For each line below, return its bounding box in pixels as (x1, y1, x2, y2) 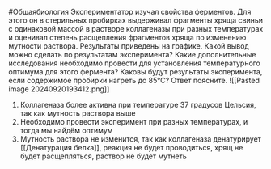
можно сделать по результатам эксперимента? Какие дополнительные (8, 50, 256, 59)
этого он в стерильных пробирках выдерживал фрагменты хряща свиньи (8, 15, 263, 25)
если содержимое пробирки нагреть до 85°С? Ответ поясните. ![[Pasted (8, 76, 260, 85)
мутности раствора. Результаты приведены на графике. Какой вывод (8, 41, 249, 51)
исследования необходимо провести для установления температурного (8, 58, 260, 68)
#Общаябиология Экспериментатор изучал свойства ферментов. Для (8, 7, 252, 16)
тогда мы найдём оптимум (19, 125, 113, 135)
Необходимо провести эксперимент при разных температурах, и (19, 117, 248, 126)
